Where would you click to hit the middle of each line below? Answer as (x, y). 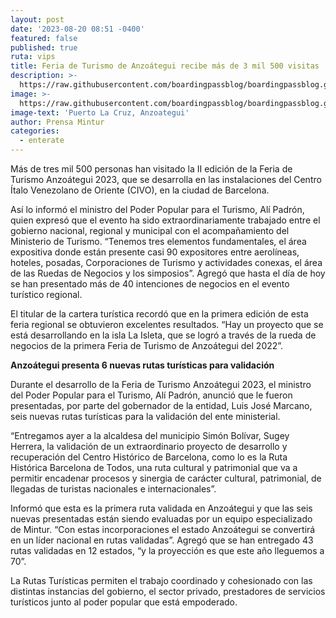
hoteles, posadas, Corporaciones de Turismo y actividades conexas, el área (166, 262)
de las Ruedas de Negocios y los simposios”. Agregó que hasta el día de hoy (168, 273)
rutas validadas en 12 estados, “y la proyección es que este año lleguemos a (167, 550)
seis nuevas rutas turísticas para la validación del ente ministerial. (145, 416)
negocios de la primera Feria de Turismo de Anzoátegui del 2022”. (147, 345)
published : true (44, 47)
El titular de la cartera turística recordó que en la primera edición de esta (159, 314)
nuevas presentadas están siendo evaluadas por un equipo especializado (161, 519)
